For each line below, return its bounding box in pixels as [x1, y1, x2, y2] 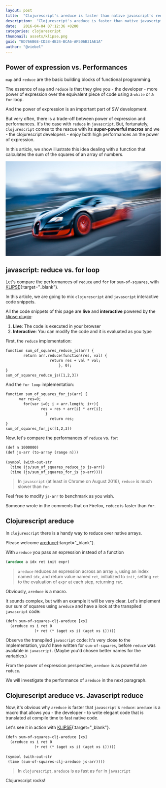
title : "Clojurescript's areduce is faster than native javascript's [5, 13, 154, 18]
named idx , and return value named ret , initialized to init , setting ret [17, 573, 160, 579]
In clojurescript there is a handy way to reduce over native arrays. [5, 530, 142, 536]
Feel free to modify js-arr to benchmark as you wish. [5, 493, 115, 499]
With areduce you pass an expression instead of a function [5, 549, 124, 555]
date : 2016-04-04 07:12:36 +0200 [5, 24, 79, 29]
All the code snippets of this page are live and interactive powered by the [5, 308, 156, 314]
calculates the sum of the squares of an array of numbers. [5, 151, 124, 157]
